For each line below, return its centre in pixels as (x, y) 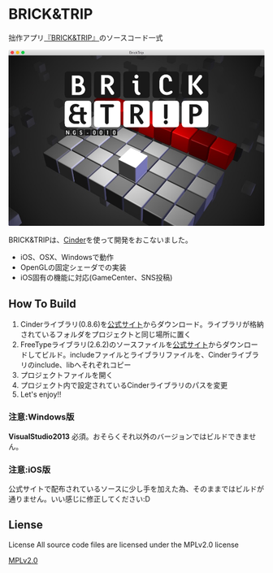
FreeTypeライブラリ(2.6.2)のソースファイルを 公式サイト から (121, 345)
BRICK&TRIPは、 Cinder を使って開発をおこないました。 (100, 240)
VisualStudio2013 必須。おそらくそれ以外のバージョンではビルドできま (129, 436)
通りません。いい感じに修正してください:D (79, 499)
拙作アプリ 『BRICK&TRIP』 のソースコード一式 (86, 37)
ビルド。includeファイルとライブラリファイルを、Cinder (136, 355)
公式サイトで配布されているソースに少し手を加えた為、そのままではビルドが (136, 488)
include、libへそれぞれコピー (83, 365)
